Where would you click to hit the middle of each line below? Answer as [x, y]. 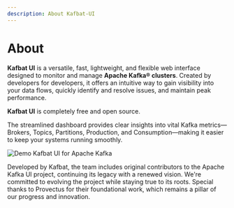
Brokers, [19, 132]
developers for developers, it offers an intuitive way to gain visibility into [111, 83]
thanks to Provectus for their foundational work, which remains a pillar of [112, 189]
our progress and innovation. [49, 196]
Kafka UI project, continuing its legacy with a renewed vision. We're [104, 174]
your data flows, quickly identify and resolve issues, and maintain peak [109, 90]
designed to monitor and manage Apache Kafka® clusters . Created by [109, 75]
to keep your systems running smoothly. [65, 139]
